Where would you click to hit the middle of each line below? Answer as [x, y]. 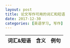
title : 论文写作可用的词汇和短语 [35, 14]
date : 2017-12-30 [23, 19]
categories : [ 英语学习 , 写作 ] [34, 23]
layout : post [19, 10]
